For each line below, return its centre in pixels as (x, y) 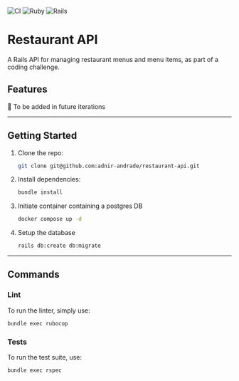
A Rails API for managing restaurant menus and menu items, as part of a (113, 59)
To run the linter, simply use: (49, 310)
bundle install (40, 192)
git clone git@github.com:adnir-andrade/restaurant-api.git (108, 166)
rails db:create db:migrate (59, 246)
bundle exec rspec (34, 370)
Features (27, 89)
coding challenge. (34, 67)
